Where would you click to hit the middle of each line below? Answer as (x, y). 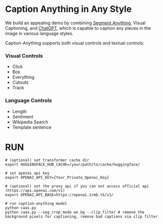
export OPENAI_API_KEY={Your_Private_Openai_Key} (57, 178)
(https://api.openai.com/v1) (35, 191)
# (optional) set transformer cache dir (47, 160)
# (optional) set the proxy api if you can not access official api (77, 186)
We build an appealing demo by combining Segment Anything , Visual (75, 23)
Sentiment (23, 116)
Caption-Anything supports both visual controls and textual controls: (75, 43)
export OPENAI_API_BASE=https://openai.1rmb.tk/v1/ (59, 195)
